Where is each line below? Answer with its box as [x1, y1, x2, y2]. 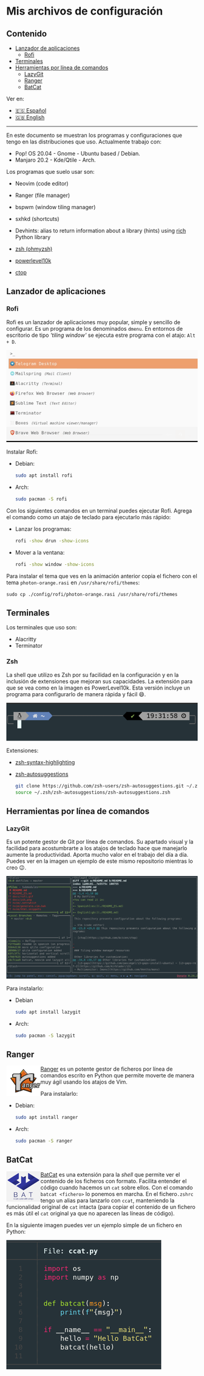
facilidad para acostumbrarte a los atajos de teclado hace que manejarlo [6, 845, 188, 852]
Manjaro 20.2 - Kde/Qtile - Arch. [15, 156, 96, 164]
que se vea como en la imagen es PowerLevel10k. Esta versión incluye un [6, 684, 190, 691]
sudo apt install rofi [15, 472, 73, 479]
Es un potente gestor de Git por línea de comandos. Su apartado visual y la [6, 838, 194, 846]
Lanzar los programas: [15, 525, 72, 533]
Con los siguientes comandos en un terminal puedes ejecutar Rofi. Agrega [6, 506, 192, 514]
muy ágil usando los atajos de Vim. [40, 1078, 127, 1086]
